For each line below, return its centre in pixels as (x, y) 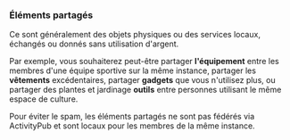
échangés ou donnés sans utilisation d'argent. (94, 44)
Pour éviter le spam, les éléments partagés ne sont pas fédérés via (132, 117)
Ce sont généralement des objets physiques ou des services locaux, (135, 35)
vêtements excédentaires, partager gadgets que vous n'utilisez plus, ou (142, 80)
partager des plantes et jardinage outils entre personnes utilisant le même (145, 90)
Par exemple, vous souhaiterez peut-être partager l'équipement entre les (144, 62)
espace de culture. (44, 99)
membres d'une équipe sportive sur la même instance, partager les (133, 70)
